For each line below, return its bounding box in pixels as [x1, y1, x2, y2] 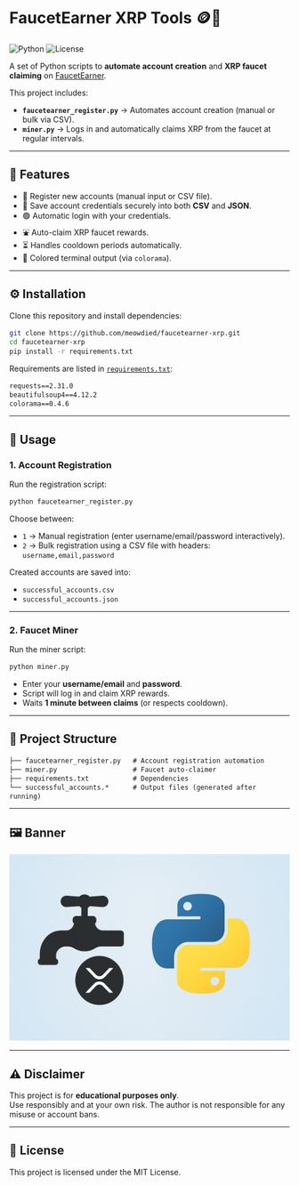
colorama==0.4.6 [9, 399, 69, 408]
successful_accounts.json [21, 594, 118, 604]
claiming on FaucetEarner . [9, 69, 107, 81]
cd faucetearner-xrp [9, 338, 86, 347]
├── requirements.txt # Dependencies [9, 774, 190, 783]
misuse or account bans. [9, 1109, 100, 1120]
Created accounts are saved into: [9, 567, 131, 577]
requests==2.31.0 [9, 382, 74, 391]
